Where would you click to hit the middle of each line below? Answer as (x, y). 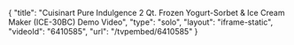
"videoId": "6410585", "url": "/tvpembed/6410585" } (103, 31)
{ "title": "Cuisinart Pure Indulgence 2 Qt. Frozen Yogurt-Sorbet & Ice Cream (147, 13)
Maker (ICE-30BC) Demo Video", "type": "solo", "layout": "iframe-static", (141, 22)
